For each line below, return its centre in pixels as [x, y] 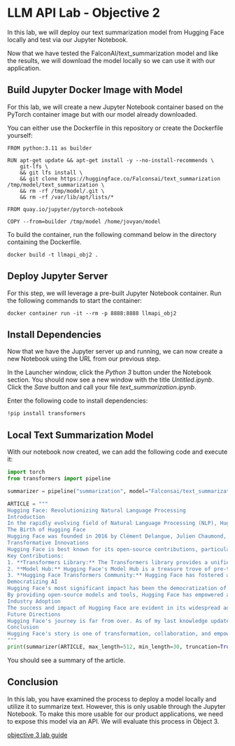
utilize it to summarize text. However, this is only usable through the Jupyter [116, 706]
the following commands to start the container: [74, 300]
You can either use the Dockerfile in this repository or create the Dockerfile [115, 128]
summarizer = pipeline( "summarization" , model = [78, 491]
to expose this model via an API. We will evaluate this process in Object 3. [113, 721]
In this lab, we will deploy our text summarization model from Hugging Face [116, 32]
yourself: [20, 135]
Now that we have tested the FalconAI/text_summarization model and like [113, 53]
